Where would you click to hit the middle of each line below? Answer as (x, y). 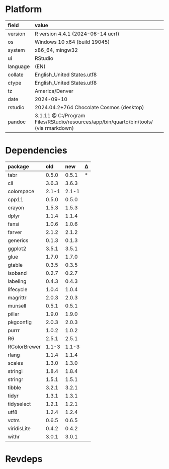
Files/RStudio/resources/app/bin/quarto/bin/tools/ (94, 122)
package (18, 166)
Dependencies (36, 151)
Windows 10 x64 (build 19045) (72, 42)
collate (16, 74)
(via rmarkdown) (54, 128)
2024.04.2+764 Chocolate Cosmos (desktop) (89, 107)
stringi (15, 371)
